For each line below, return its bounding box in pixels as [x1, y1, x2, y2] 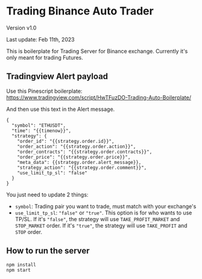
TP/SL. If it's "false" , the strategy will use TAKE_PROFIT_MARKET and [14, 215, 180, 222]
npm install [6, 262, 36, 268]
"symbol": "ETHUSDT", [11, 122, 66, 128]
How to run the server [6, 246, 90, 256]
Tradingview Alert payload [6, 71, 109, 82]
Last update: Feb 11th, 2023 [6, 36, 75, 43]
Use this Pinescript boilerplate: [6, 87, 83, 95]
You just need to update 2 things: [6, 191, 89, 198]
